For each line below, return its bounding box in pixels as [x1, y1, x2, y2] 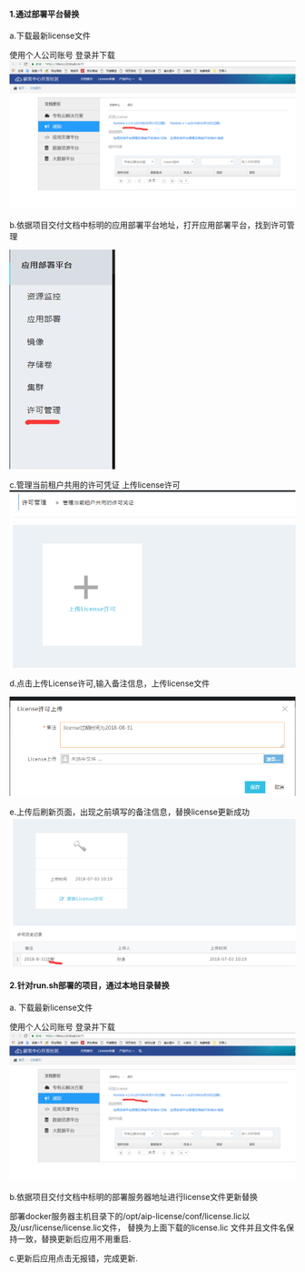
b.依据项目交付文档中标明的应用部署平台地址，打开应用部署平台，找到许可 [9, 219, 288, 231]
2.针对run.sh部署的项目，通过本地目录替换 [9, 980, 170, 991]
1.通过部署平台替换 [9, 8, 80, 19]
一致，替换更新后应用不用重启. [16, 1233, 132, 1244]
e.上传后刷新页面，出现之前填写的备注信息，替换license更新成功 [9, 806, 250, 817]
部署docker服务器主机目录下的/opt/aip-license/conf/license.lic [9, 1210, 242, 1221]
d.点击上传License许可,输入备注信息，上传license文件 [9, 678, 211, 689]
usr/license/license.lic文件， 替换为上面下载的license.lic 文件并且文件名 [20, 1222, 287, 1233]
